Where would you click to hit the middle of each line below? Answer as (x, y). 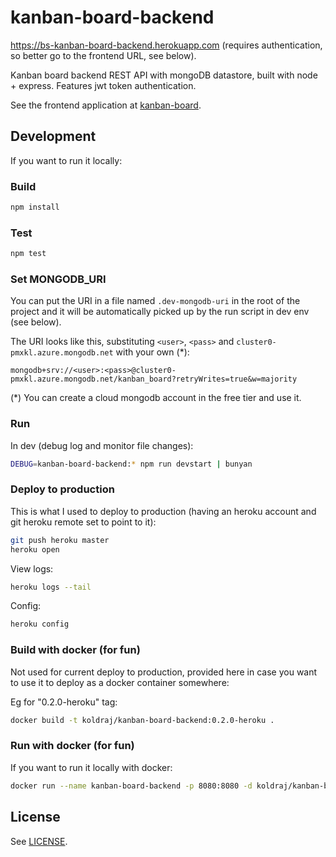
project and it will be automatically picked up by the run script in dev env (160, 312)
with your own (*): (152, 352)
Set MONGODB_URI (58, 279)
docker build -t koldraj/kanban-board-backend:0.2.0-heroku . (142, 720)
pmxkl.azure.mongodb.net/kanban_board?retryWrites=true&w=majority (154, 379)
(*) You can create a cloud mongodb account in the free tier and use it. (156, 398)
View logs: (32, 568)
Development (53, 136)
